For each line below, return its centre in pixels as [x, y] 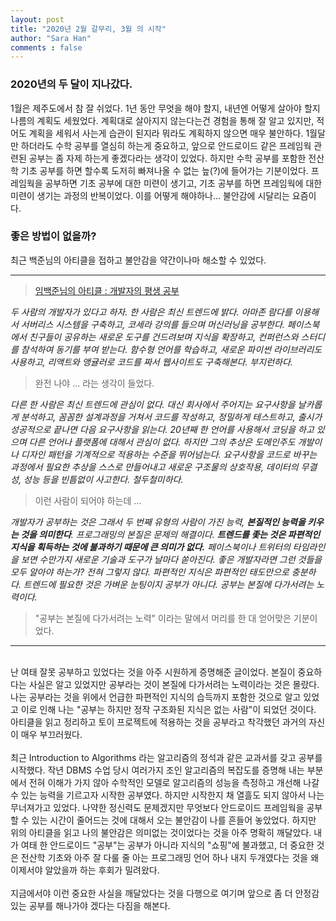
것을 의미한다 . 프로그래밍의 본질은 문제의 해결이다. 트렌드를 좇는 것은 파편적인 [170, 534]
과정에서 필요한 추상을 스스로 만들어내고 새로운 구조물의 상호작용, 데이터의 [154, 467]
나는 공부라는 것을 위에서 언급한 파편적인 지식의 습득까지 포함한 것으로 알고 [156, 697]
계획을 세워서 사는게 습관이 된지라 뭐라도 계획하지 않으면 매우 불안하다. [166, 133]
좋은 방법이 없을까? [53, 236]
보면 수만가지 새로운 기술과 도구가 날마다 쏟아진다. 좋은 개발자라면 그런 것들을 [171, 559]
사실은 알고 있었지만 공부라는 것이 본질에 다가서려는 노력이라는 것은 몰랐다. [174, 684]
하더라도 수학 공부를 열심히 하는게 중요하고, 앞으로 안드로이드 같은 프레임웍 [166, 145]
